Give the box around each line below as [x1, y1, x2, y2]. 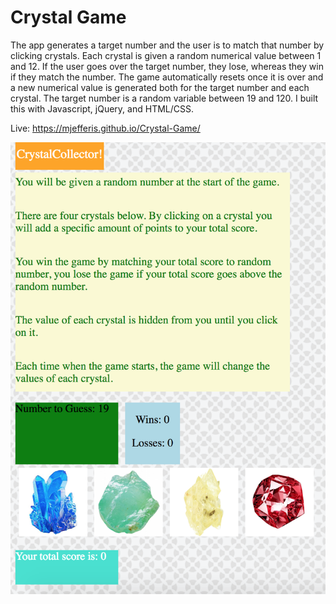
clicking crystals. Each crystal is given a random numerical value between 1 [10, 49, 322, 61]
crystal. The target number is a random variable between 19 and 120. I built [10, 92, 319, 104]
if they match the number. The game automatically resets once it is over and [10, 71, 324, 83]
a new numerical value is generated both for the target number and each [10, 81, 310, 93]
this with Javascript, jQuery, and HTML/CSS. [10, 102, 195, 115]
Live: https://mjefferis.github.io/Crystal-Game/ [10, 122, 201, 134]
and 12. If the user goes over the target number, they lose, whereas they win [10, 60, 324, 72]
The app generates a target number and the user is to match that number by [10, 39, 325, 51]
